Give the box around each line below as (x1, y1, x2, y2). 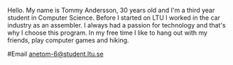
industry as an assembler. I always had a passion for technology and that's (7, 21, 226, 29)
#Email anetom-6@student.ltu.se (7, 49, 104, 58)
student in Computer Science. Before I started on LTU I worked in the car (7, 13, 220, 22)
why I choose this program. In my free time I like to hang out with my (7, 28, 208, 37)
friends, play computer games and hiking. (7, 36, 129, 45)
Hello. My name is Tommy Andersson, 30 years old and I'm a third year (7, 6, 215, 14)
